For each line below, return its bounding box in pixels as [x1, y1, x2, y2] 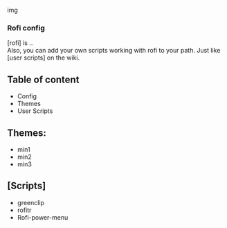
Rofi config [7, 23, 45, 33]
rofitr [17, 206, 32, 214]
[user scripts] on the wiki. [7, 53, 80, 62]
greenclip [17, 198, 45, 207]
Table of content [7, 73, 80, 85]
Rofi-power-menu [17, 213, 69, 221]
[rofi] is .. [7, 39, 33, 47]
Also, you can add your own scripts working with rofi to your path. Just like [7, 46, 221, 55]
